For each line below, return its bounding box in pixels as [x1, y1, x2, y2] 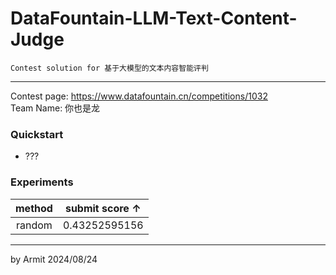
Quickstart [10, 127, 64, 141]
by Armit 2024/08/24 [10, 253, 98, 265]
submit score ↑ [64, 201, 142, 215]
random [16, 218, 53, 232]
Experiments [10, 175, 74, 189]
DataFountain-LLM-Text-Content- [10, 7, 298, 30]
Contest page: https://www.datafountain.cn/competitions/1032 [10, 90, 268, 102]
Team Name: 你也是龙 [10, 102, 101, 114]
